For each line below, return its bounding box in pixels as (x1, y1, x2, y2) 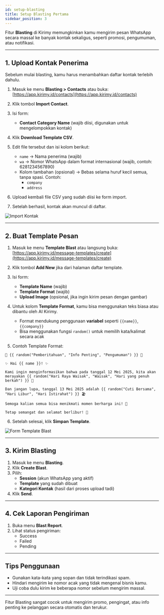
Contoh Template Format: (12, 343, 63, 349)
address (26, 186, 42, 191)
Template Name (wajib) (19, 284, 67, 289)
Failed (19, 538, 32, 544)
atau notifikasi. (5, 40, 35, 46)
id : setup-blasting (5, 7, 45, 12)
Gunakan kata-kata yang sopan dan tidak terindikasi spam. (12, 575, 131, 581)
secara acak (19, 334, 44, 339)
